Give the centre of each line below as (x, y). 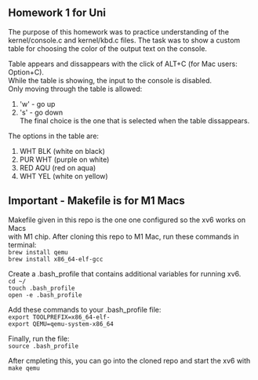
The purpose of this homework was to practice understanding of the (119, 31)
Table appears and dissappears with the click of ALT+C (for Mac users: (123, 64)
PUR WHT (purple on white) (64, 159)
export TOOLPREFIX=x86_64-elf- (59, 317)
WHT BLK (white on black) (62, 151)
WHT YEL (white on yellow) (64, 176)
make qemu (24, 368)
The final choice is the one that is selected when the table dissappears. (134, 120)
